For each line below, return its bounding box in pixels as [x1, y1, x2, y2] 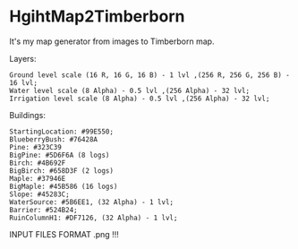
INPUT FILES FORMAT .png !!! [9, 228, 119, 239]
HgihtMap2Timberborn [9, 6, 185, 27]
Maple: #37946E [9, 174, 66, 183]
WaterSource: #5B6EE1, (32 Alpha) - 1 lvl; [9, 197, 175, 207]
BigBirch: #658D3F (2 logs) [9, 166, 115, 176]
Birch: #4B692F [9, 159, 66, 167]
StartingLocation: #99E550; [9, 127, 115, 136]
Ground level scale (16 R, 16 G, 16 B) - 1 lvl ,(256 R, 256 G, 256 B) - [9, 70, 291, 80]
